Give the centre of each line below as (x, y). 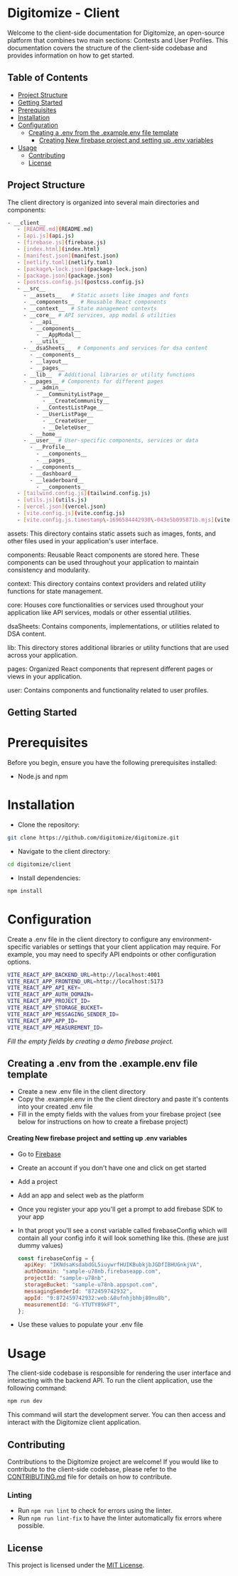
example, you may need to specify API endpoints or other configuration (112, 954)
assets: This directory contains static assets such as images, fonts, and (112, 533)
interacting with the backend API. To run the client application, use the (110, 1381)
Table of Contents (48, 78)
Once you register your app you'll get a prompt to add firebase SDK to (120, 1209)
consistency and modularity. (49, 570)
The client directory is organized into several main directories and (103, 202)
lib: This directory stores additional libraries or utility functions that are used (118, 647)
